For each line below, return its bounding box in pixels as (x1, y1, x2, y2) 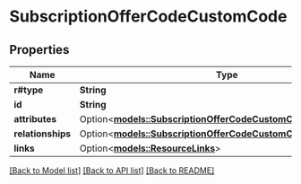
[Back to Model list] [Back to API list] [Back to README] (9, 165, 215, 176)
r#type (13, 83, 44, 96)
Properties (9, 42, 70, 57)
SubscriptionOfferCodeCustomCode (9, 6, 288, 27)
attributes (13, 113, 56, 125)
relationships (13, 127, 72, 140)
